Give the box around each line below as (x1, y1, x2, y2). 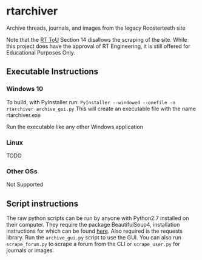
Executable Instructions (6, 67, 99, 77)
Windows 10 (6, 85, 44, 93)
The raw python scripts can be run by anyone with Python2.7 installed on (6, 215, 189, 222)
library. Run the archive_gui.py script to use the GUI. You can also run (6, 234, 182, 241)
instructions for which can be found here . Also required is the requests (6, 227, 183, 235)
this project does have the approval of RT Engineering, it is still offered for (6, 42, 191, 50)
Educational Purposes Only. (6, 48, 76, 56)
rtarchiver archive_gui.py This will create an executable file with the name (6, 105, 196, 112)
